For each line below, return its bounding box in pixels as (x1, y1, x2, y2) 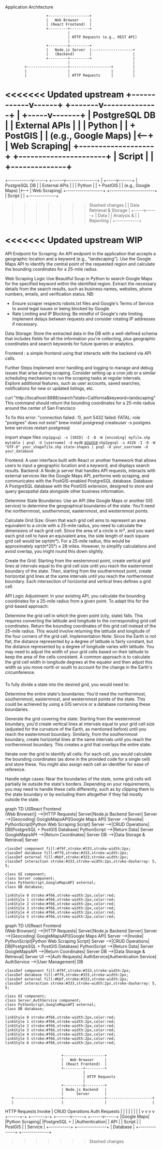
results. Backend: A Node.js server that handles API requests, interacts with (5, 467, 156, 473)
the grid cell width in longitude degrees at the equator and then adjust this (5, 659, 153, 665)
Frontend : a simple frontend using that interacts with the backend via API (5, 350, 151, 356)
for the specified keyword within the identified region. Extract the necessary (5, 281, 157, 286)
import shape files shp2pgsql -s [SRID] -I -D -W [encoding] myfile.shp (5, 434, 151, 440)
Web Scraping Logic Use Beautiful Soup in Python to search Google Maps (5, 275, 152, 281)
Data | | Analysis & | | (97, 212, 139, 218)
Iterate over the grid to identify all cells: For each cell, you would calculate (5, 751, 152, 757)
